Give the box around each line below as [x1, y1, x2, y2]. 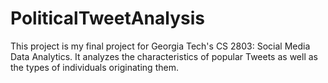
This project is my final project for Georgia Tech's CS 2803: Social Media [10, 40, 311, 52]
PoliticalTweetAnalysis [10, 7, 205, 30]
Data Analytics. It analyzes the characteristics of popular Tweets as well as [10, 50, 318, 62]
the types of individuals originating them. [10, 61, 179, 73]
